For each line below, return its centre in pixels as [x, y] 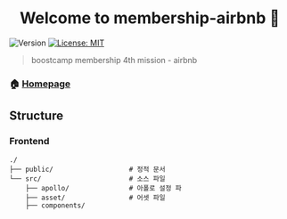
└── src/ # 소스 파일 [87, 178]
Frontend [29, 142]
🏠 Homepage [40, 84]
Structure [37, 116]
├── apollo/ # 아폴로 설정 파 [104, 188]
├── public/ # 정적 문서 [87, 169]
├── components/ [56, 205]
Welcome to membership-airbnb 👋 [150, 18]
